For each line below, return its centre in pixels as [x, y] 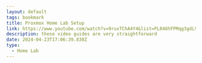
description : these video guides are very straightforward [82, 34]
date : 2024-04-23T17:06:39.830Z [47, 40]
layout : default [26, 12]
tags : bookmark [25, 17]
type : [13, 46]
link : [13, 28]
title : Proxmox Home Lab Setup [45, 23]
